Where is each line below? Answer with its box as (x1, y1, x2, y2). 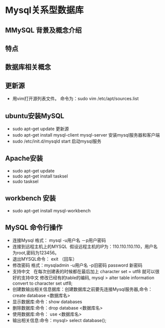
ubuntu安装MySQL (5, 112, 65, 120)
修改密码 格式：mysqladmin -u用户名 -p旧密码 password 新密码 (12, 262, 143, 268)
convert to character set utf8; (12, 280, 73, 287)
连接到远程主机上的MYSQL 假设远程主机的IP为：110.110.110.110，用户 (12, 244, 154, 250)
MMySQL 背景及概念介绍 (5, 26, 82, 34)
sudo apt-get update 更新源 (12, 126, 69, 132)
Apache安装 (5, 154, 43, 163)
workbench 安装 (5, 194, 56, 202)
